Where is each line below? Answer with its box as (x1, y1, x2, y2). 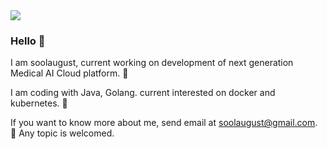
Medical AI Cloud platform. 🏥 (10, 67, 129, 79)
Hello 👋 (10, 34, 46, 48)
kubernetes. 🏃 (10, 97, 68, 109)
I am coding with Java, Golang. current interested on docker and (10, 87, 276, 99)
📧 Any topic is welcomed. (10, 127, 115, 139)
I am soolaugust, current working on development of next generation (10, 57, 294, 69)
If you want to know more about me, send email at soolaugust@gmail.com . (10, 117, 318, 129)
